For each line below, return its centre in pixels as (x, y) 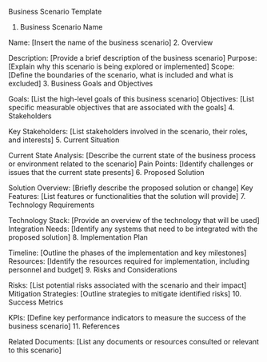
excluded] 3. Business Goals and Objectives (81, 84)
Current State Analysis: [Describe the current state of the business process (132, 155)
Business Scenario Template (55, 12)
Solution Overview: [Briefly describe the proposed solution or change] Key (131, 188)
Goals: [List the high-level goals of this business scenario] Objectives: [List (131, 99)
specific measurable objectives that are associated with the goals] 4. (122, 107)
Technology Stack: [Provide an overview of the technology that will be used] (134, 220)
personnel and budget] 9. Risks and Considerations (93, 270)
